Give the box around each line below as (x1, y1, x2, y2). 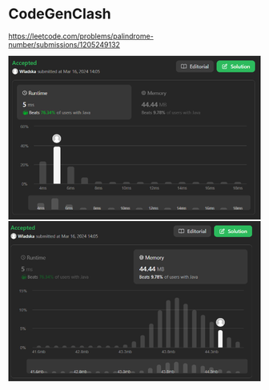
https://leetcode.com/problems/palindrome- (8, 31, 154, 41)
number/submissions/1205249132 (8, 39, 120, 49)
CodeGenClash (8, 5, 112, 23)
